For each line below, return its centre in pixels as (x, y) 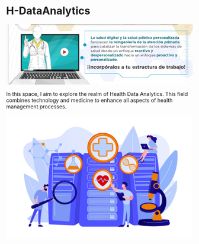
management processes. (36, 107)
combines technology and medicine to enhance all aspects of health (89, 100)
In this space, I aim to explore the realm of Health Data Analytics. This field (97, 94)
